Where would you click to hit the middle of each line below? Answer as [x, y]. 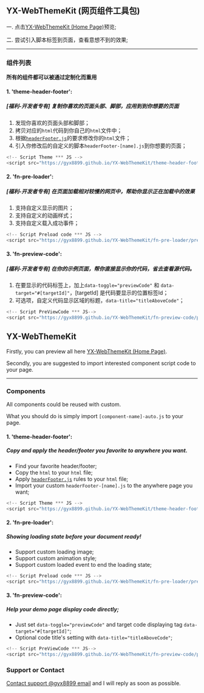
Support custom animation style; [56, 558]
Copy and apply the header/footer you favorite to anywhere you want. [97, 450]
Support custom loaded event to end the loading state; [83, 565]
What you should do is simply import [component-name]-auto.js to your [95, 416]
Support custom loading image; [54, 552]
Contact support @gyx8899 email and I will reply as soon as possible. [93, 683]
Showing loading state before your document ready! [74, 536]
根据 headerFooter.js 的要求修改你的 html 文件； [73, 138]
